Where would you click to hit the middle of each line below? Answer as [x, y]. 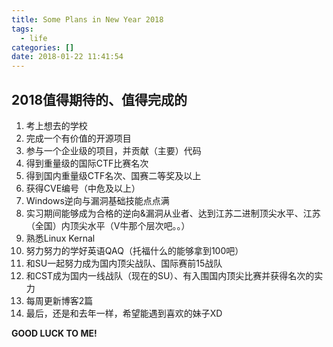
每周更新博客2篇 [59, 300]
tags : [22, 29]
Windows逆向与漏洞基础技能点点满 [97, 200]
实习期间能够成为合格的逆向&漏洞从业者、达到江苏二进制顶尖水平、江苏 [173, 213]
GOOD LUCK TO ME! [54, 333]
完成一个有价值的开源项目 [78, 138]
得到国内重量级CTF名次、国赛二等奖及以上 [113, 175]
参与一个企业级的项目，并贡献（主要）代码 [113, 150]
